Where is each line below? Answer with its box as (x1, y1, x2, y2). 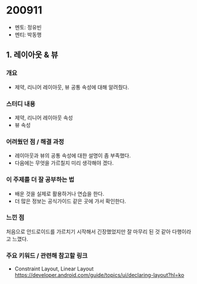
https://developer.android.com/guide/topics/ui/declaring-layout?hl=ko (14, 272, 185, 279)
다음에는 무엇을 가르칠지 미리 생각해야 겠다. (14, 159, 114, 166)
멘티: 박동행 (14, 31, 42, 38)
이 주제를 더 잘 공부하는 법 (6, 176, 75, 184)
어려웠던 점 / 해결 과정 (6, 138, 65, 146)
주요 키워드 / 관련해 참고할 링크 (6, 251, 88, 259)
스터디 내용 (6, 99, 36, 108)
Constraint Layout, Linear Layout (14, 265, 94, 272)
